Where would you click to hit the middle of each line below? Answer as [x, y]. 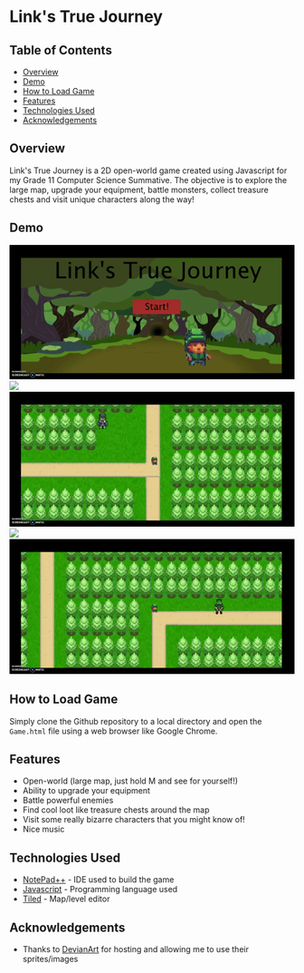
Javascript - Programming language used [100, 890]
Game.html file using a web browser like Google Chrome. [114, 731]
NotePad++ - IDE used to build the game [98, 880]
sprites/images [50, 959]
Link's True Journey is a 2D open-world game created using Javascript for [148, 170]
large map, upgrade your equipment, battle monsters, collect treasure [139, 190]
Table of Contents [61, 50]
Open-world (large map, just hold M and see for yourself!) [130, 781]
